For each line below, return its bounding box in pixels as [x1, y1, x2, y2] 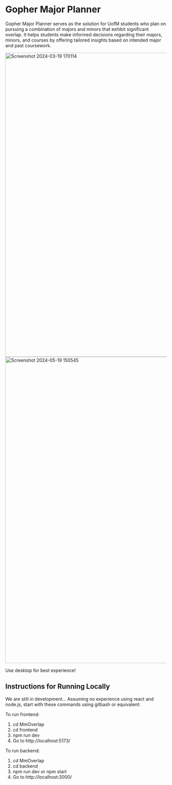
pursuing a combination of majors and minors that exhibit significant [5, 26, 149, 32]
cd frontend [12, 726, 38, 733]
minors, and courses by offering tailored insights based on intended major [5, 37, 161, 43]
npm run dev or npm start [12, 768, 67, 774]
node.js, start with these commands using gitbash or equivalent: [5, 701, 141, 707]
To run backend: [5, 747, 40, 754]
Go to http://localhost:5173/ [12, 737, 71, 743]
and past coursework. [5, 42, 52, 48]
